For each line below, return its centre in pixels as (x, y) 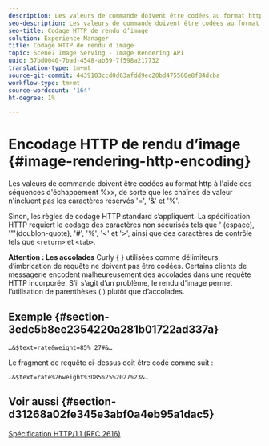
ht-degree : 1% (32, 98)
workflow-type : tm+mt (44, 83)
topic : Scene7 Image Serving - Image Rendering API (96, 53)
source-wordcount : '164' (50, 90)
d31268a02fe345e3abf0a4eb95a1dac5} (111, 414)
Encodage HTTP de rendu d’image (124, 144)
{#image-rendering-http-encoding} (130, 162)
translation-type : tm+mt (50, 68)
